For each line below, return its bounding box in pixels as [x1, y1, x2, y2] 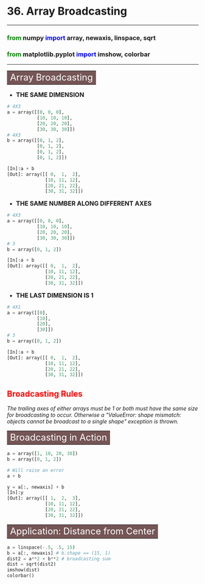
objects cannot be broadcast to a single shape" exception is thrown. [7, 418, 179, 425]
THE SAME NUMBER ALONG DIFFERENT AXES [15, 200, 152, 208]
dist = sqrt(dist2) [7, 561, 57, 568]
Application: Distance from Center [10, 525, 156, 537]
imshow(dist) [7, 567, 40, 573]
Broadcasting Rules [7, 389, 83, 399]
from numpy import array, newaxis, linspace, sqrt [7, 34, 156, 42]
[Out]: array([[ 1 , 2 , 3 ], [7, 496, 81, 502]
